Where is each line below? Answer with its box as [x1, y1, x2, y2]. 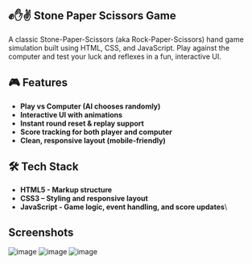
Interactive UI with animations [19, 109, 123, 119]
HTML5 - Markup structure [19, 185, 113, 195]
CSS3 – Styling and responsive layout [19, 194, 149, 204]
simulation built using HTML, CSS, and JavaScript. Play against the [8, 43, 230, 52]
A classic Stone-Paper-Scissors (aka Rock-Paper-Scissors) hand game [8, 34, 244, 44]
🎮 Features [8, 76, 68, 89]
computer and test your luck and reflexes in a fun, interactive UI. [8, 52, 221, 61]
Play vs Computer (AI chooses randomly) [19, 101, 161, 111]
